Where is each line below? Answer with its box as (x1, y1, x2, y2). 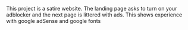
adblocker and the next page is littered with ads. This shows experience (6, 11, 183, 18)
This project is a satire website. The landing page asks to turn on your (6, 5, 177, 12)
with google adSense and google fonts (6, 18, 101, 24)
